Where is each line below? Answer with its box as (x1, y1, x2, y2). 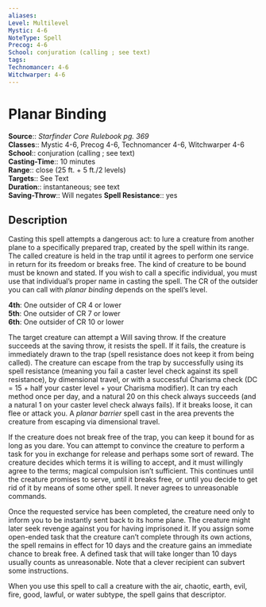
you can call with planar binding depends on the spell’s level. (8, 285, 208, 295)
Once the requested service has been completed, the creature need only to (8, 507, 255, 516)
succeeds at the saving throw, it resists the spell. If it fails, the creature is (8, 341, 246, 350)
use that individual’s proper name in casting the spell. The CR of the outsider (8, 276, 258, 286)
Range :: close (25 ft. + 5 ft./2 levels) (8, 164, 126, 175)
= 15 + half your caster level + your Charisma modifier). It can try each (8, 383, 238, 393)
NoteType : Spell (8, 33, 62, 42)
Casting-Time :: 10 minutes (8, 157, 96, 166)
